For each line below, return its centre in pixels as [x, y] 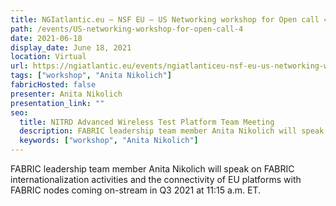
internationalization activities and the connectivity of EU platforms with [156, 179]
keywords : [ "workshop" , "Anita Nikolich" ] [109, 141]
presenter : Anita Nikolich [66, 94]
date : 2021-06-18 [46, 38]
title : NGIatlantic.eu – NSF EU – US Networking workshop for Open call [165, 19]
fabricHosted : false [53, 85]
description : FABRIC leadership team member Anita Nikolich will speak [172, 131]
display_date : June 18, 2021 [71, 47]
